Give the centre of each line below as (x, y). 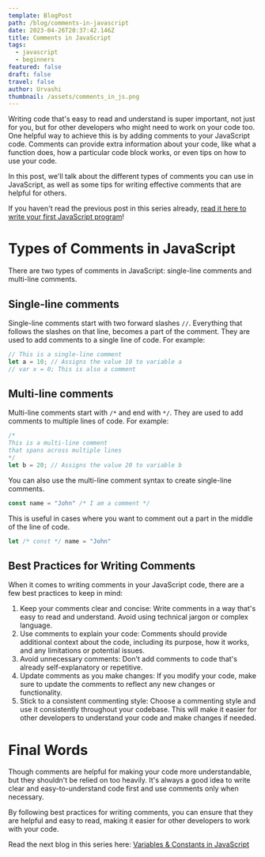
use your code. (33, 161)
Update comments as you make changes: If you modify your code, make (138, 676)
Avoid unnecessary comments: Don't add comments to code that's (128, 659)
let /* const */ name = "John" (60, 541)
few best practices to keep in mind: (65, 593)
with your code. (34, 829)
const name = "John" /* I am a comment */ (79, 503)
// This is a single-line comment (65, 355)
